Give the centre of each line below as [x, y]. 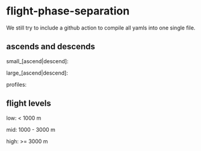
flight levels [29, 103]
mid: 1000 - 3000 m [31, 129]
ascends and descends [51, 47]
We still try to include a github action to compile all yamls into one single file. [101, 28]
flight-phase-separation [68, 11]
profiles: [17, 84]
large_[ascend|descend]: [37, 73]
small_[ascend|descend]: [37, 61]
